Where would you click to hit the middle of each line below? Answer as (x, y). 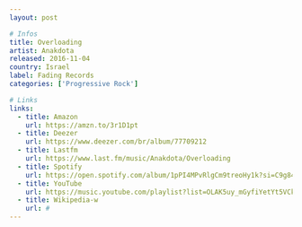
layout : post (34, 17)
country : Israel (40, 67)
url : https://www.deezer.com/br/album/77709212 (116, 142)
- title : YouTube (50, 183)
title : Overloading (46, 42)
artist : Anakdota (42, 50)
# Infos (24, 34)
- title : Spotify (50, 167)
